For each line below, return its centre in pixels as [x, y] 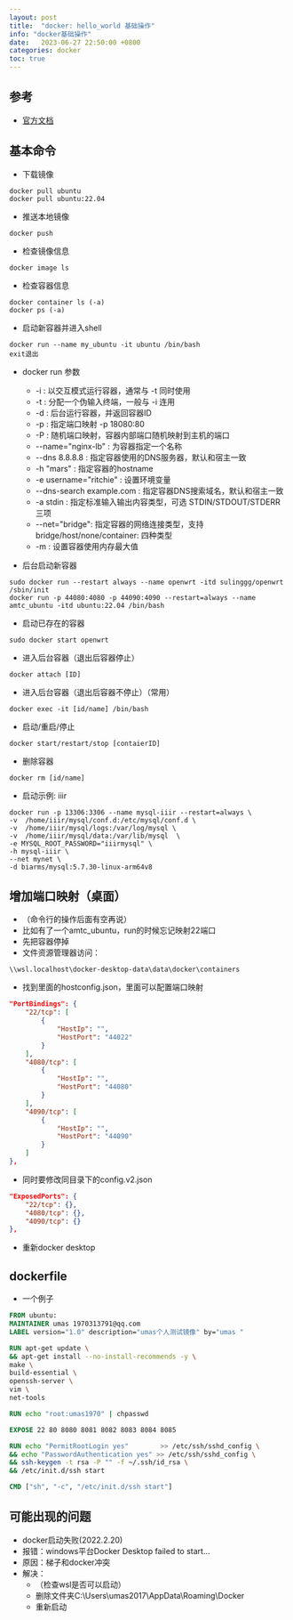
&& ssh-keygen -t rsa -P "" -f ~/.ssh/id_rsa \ [99, 1462]
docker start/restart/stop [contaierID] [85, 743]
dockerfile [39, 1276]
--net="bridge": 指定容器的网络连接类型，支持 [119, 524]
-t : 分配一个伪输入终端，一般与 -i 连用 [105, 401]
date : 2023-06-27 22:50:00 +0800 [75, 42]
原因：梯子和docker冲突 [66, 1562]
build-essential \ [43, 1373]
